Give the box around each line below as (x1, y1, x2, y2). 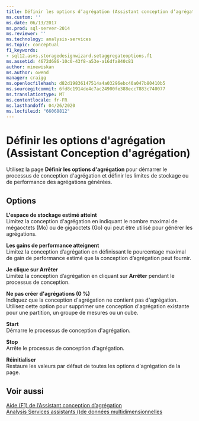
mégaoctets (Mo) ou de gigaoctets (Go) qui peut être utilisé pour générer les (6, 224, 193, 232)
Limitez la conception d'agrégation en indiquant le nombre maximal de (6, 218, 178, 225)
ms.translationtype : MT (6, 91, 65, 97)
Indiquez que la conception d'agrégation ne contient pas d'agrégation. (6, 296, 178, 303)
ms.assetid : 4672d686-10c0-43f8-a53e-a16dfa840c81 (6, 58, 134, 64)
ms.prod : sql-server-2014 (6, 25, 70, 31)
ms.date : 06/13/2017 (6, 20, 57, 26)
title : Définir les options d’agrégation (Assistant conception (6, 8, 168, 15)
